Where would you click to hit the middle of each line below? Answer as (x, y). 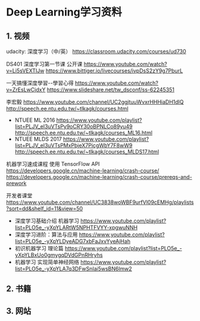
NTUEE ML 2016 (35, 120)
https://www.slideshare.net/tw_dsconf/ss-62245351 (110, 89)
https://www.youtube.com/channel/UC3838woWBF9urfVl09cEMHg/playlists (100, 202)
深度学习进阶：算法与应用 (46, 235)
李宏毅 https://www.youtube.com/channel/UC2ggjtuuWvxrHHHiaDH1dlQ (95, 102)
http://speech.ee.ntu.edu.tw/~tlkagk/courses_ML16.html (84, 133)
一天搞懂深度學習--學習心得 (40, 83)
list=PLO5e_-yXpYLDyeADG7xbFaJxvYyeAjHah (73, 241)
